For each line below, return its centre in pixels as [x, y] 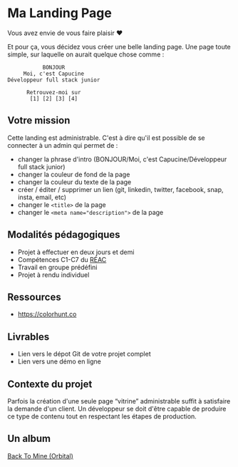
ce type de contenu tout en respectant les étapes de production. [102, 416]
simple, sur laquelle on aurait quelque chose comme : [86, 54]
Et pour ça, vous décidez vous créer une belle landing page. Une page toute [119, 46]
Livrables [29, 337]
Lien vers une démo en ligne [59, 361]
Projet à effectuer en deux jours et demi [76, 252]
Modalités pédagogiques [64, 235]
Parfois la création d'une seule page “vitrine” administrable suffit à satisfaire [119, 401]
